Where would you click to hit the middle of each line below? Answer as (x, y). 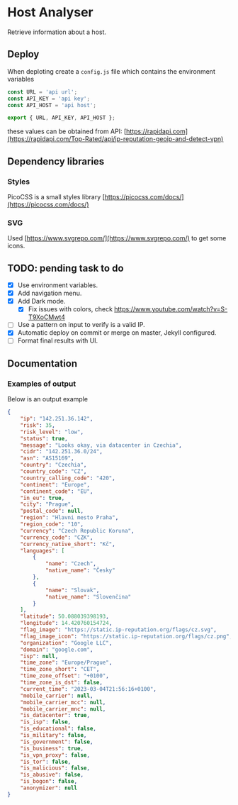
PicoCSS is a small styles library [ (56, 196)
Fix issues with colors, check (70, 309)
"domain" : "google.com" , (57, 650)
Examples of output (42, 384)
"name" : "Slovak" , (72, 590)
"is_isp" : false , (46, 722)
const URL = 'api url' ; (42, 92)
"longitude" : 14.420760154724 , (66, 623)
